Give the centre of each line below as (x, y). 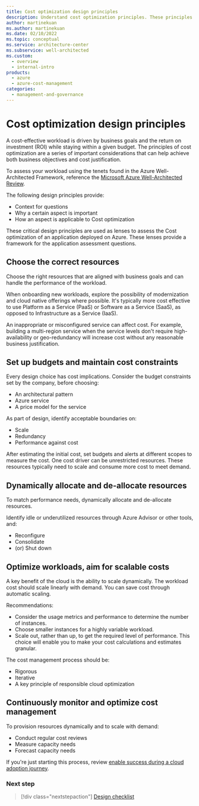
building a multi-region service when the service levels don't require (90, 331)
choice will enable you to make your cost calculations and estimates (98, 642)
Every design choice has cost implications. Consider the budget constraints (99, 377)
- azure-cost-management (42, 84)
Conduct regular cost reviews (51, 738)
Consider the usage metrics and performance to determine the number (102, 616)
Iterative (25, 678)
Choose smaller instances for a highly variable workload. (84, 629)
